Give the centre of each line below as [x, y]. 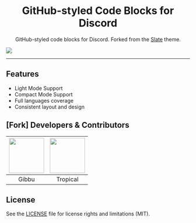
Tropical [67, 179]
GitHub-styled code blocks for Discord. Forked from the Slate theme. [98, 39]
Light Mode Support [38, 88]
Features [22, 74]
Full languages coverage [44, 100]
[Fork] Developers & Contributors [68, 125]
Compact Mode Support [43, 94]
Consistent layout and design [50, 107]
